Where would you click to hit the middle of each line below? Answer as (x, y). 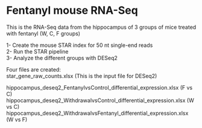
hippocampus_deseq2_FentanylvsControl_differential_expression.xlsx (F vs (99, 87)
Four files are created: (34, 69)
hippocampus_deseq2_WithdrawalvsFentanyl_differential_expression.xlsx (97, 113)
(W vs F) (17, 119)
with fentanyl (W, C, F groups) (43, 33)
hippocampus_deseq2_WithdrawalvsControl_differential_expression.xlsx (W (100, 100)
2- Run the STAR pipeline (37, 51)
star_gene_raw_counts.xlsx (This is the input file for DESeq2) (82, 76)
